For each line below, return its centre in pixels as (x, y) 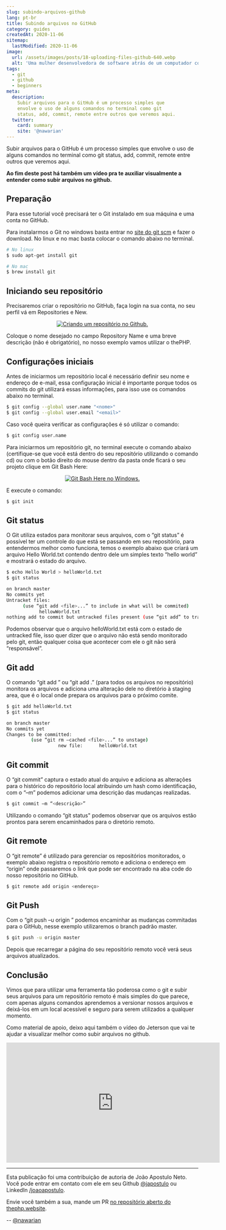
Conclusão (27, 975)
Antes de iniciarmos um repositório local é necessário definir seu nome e (98, 376)
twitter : (23, 120)
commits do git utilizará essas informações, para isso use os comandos (96, 389)
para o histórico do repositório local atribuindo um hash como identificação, (101, 786)
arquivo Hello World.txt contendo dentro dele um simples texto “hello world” (102, 555)
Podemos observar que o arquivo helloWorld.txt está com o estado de (94, 629)
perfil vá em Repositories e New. (47, 313)
